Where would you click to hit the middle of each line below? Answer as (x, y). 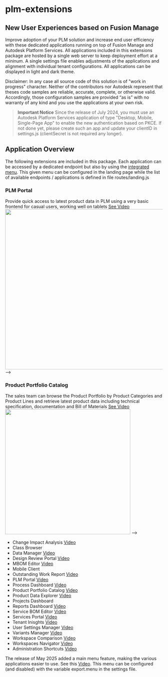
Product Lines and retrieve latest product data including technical (72, 401)
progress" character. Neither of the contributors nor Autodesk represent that (84, 87)
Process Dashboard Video (39, 585)
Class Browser (27, 548)
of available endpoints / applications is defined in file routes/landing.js (77, 177)
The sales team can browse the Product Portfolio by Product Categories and (84, 396)
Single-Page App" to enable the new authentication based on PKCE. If (89, 123)
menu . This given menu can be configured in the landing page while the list (82, 172)
